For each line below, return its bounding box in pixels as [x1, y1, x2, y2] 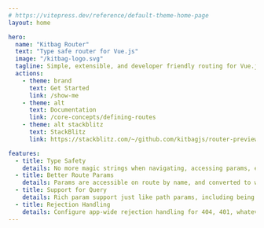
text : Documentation [28, 106, 97, 114]
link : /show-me [28, 91, 79, 99]
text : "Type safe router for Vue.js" [15, 48, 139, 56]
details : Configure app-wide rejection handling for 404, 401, [22, 208, 234, 216]
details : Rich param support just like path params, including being [22, 193, 255, 201]
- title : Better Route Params [15, 171, 114, 179]
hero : [8, 33, 26, 41]
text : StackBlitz [28, 128, 86, 136]
